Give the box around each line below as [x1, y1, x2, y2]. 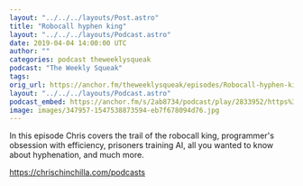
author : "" [9, 47, 50, 56]
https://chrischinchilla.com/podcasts [9, 167, 146, 178]
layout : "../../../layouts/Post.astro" [9, 13, 160, 23]
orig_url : [9, 80, 47, 89]
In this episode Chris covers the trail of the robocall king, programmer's [9, 130, 275, 141]
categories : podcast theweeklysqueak [9, 55, 151, 64]
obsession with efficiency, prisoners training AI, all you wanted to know [9, 140, 274, 151]
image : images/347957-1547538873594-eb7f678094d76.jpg [9, 106, 220, 115]
